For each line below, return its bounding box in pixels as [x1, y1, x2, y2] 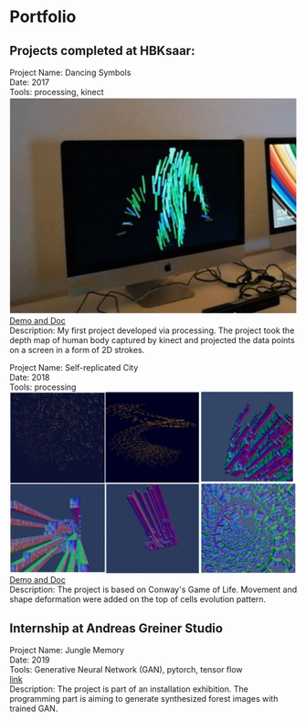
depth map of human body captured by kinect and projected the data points [9, 335, 295, 346]
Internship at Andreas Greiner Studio [9, 620, 224, 636]
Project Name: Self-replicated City [9, 362, 139, 373]
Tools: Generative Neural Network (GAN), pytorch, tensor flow [9, 664, 244, 675]
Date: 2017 [9, 77, 50, 88]
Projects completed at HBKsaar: [9, 43, 195, 59]
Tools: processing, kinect [9, 87, 104, 97]
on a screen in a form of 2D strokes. [9, 345, 145, 356]
